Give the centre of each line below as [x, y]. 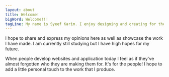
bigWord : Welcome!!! [27, 19]
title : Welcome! [22, 15]
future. [12, 49]
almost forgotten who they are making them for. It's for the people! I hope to [84, 64]
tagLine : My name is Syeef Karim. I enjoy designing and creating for [81, 24]
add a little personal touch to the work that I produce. [60, 69]
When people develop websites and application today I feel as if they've [80, 59]
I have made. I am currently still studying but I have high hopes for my [77, 44]
